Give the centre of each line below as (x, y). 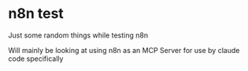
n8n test (36, 14)
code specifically (36, 59)
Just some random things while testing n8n (78, 35)
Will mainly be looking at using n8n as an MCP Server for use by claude (124, 50)
